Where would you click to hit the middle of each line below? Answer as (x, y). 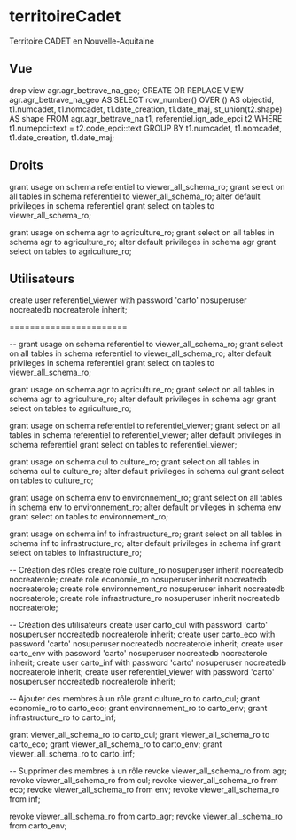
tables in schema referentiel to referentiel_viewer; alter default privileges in (145, 435)
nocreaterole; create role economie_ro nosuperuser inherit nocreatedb (138, 580)
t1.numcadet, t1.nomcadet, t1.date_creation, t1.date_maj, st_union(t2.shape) (146, 109)
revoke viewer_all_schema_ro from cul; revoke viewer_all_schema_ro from (144, 781)
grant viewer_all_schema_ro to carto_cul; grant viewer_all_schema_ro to (140, 735)
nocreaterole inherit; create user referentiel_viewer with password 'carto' (142, 672)
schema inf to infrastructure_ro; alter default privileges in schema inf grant (145, 543)
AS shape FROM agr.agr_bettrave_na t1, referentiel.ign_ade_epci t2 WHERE (146, 118)
